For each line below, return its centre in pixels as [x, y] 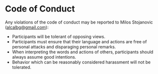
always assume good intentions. [44, 57]
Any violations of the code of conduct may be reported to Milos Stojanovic [79, 22]
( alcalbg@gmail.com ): [27, 27]
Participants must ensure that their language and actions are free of [79, 41]
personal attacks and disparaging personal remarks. [64, 47]
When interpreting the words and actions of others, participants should [83, 52]
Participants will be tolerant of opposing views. [58, 37]
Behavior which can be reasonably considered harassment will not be [81, 62]
